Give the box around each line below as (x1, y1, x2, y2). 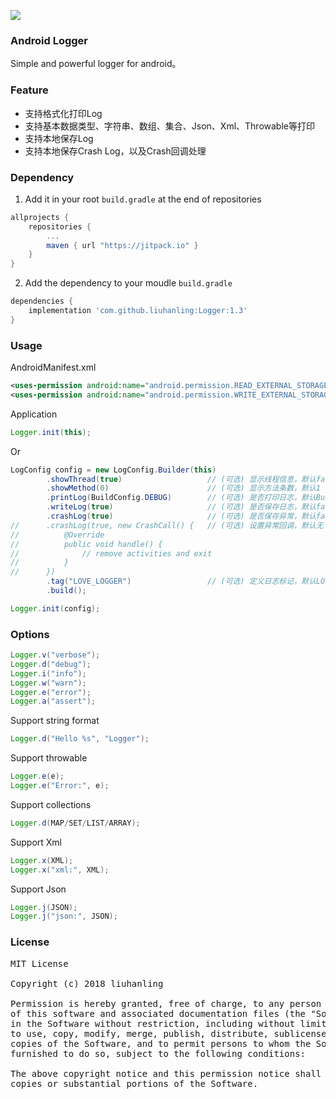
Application (10, 408, 58, 420)
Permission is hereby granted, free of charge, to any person (10, 998, 322, 1009)
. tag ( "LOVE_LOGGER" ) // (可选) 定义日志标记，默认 (46, 576, 317, 587)
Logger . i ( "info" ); (10, 668, 87, 679)
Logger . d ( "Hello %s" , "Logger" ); (10, 734, 150, 744)
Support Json (10, 883, 67, 895)
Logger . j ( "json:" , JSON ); (10, 911, 118, 922)
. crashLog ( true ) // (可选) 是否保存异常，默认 (46, 511, 317, 522)
